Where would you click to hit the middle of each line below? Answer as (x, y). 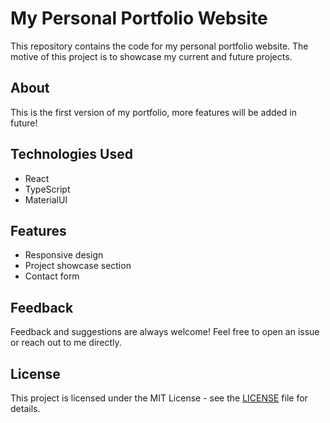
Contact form (52, 276)
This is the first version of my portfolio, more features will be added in (153, 112)
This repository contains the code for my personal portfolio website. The (159, 46)
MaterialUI (46, 199)
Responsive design (64, 255)
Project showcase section (78, 266)
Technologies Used (71, 154)
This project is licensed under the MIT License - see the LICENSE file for (159, 398)
